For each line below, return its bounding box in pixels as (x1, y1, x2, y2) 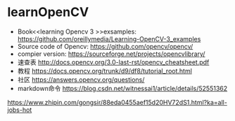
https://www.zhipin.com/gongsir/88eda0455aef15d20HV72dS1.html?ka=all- (7, 98, 227, 106)
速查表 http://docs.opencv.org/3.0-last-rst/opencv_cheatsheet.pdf (17, 57, 210, 66)
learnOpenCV (7, 4, 89, 20)
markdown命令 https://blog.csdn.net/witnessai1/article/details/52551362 (17, 84, 228, 92)
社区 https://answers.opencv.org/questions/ (17, 75, 145, 84)
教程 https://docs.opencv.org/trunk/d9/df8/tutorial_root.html (17, 66, 192, 75)
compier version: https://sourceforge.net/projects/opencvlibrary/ (17, 50, 205, 58)
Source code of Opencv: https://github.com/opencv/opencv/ (17, 42, 193, 50)
